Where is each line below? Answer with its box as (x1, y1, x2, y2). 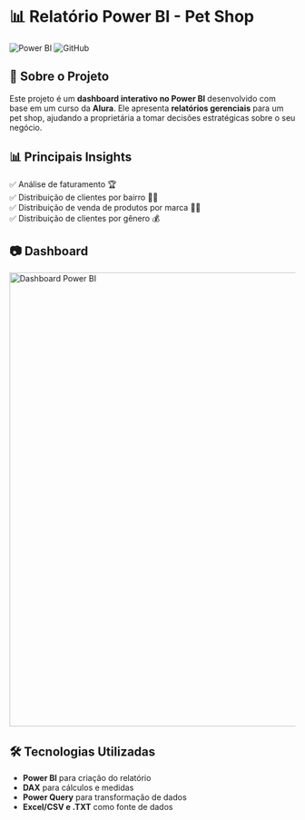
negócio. (9, 122, 43, 133)
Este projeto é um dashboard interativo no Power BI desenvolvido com (9, 93, 277, 104)
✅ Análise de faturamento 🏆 (9, 178, 117, 190)
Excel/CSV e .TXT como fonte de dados (22, 802, 173, 813)
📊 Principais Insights (9, 150, 133, 165)
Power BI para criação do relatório (22, 773, 152, 784)
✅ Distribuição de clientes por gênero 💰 (9, 212, 161, 223)
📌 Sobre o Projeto (9, 69, 110, 84)
